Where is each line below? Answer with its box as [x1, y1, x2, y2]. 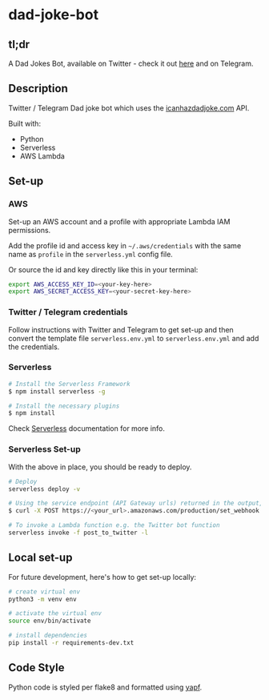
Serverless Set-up [8, 444, 82, 455]
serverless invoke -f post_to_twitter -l [8, 529, 149, 537]
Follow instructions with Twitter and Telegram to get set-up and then [8, 324, 234, 334]
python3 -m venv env [8, 595, 78, 603]
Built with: [8, 119, 42, 128]
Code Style [8, 661, 65, 674]
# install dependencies [8, 631, 88, 640]
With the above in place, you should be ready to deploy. [8, 462, 192, 472]
